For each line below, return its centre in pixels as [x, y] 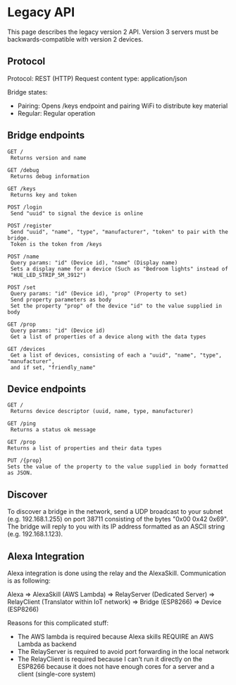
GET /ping [22, 424]
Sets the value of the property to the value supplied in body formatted [118, 467]
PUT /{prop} [25, 461]
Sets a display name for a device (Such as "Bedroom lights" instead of [119, 269]
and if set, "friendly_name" [53, 367]
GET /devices [26, 349]
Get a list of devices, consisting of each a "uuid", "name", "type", [116, 355]
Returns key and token [44, 195]
